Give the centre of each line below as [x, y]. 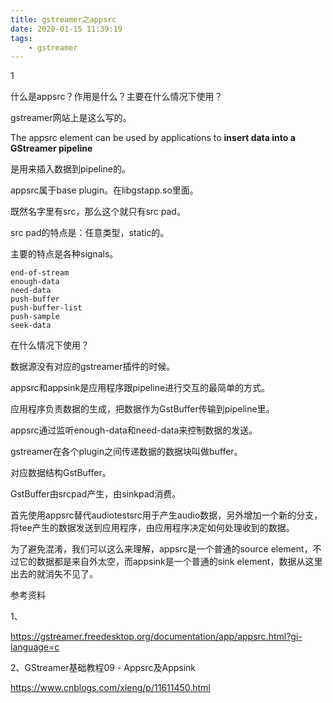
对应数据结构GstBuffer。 [61, 473]
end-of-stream [40, 273]
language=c [35, 647]
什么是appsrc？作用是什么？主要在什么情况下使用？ [116, 97]
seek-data [31, 326]
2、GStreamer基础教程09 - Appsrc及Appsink [103, 668]
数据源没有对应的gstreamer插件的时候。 [93, 367]
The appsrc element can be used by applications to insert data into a [153, 138]
